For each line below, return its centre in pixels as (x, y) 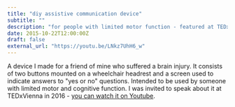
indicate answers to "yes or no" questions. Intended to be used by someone (117, 81)
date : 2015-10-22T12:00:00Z (48, 33)
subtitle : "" (26, 20)
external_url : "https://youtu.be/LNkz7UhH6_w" (76, 46)
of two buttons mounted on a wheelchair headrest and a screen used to (111, 73)
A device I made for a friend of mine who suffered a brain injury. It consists (115, 66)
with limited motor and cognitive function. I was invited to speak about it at (114, 88)
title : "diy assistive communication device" (74, 14)
